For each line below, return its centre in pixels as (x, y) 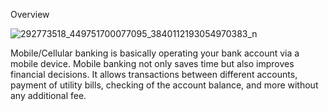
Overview (30, 14)
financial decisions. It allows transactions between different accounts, (154, 74)
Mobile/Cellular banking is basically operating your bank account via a (155, 53)
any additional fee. (48, 95)
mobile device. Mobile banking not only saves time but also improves (152, 63)
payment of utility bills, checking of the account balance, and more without (164, 85)
